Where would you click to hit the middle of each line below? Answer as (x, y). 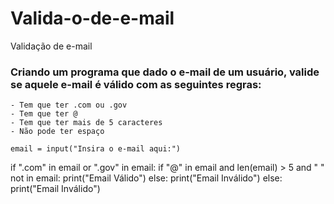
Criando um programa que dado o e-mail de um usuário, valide (165, 72)
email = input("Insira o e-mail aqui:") (96, 149)
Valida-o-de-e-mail (92, 18)
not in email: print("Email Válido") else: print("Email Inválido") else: (146, 178)
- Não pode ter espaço (57, 132)
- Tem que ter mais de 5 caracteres (86, 123)
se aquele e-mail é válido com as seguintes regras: (136, 84)
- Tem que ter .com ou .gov (69, 105)
